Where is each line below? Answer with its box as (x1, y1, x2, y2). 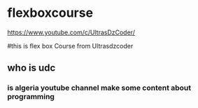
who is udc (7, 62, 56, 74)
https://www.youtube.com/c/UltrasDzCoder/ (7, 28, 135, 36)
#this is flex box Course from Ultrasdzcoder (7, 41, 134, 50)
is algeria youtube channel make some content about (7, 83, 192, 93)
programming (7, 92, 55, 102)
